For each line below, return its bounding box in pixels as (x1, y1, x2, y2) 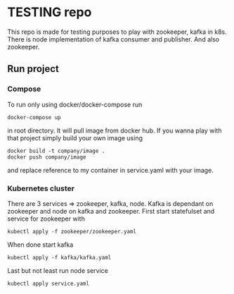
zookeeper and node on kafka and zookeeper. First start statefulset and (7, 207, 215, 215)
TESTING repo (7, 4, 92, 20)
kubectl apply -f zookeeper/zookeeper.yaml (7, 228, 137, 235)
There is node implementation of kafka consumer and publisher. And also (7, 35, 220, 43)
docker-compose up (7, 114, 61, 121)
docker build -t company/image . (7, 147, 105, 154)
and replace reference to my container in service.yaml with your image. (7, 166, 214, 174)
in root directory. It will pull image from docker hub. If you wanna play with (7, 126, 222, 135)
